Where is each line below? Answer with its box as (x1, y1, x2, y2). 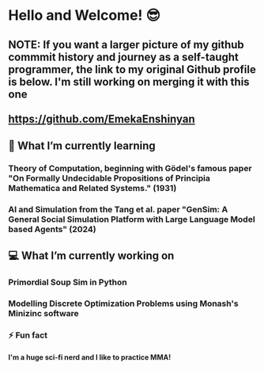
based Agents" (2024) (8, 223, 96, 235)
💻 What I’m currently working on (8, 249, 175, 263)
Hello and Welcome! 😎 (8, 6, 160, 25)
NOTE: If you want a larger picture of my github (8, 38, 245, 51)
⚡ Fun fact (8, 330, 48, 341)
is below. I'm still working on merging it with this (8, 74, 251, 89)
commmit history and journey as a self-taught (8, 50, 239, 63)
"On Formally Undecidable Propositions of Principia (8, 173, 211, 184)
